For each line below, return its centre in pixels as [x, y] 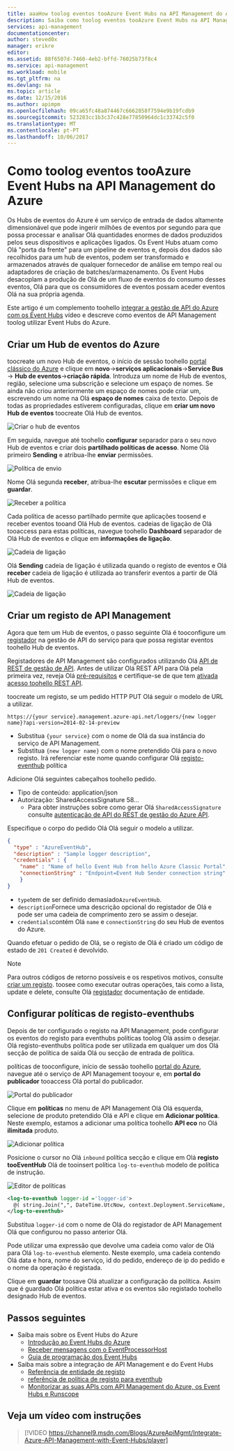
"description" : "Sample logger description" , [82, 854]
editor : [18, 53]
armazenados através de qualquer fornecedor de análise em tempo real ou [115, 265]
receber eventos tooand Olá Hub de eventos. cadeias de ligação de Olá [110, 524]
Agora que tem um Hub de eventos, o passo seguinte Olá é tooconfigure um [117, 632]
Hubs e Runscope [53, 1394]
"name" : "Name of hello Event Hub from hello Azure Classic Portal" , [124, 867]
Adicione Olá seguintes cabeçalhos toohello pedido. [82, 778]
